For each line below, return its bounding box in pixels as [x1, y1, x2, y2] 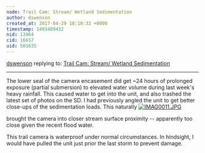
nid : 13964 [6, 32, 34, 38]
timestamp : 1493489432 [6, 26, 64, 32]
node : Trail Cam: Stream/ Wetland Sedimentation [6, 9, 132, 15]
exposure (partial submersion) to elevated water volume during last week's [6, 84, 195, 91]
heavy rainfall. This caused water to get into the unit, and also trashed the [6, 90, 192, 98]
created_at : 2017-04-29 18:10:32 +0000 [6, 20, 108, 26]
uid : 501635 [6, 43, 37, 49]
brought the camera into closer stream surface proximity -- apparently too [6, 115, 193, 122]
